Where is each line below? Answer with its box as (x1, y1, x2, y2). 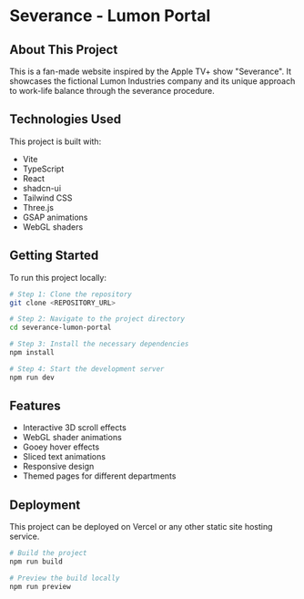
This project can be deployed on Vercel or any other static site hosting (9, 522, 273, 532)
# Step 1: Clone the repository (9, 289, 132, 299)
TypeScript (22, 163, 65, 174)
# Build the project (9, 549, 88, 558)
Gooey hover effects (22, 441, 100, 452)
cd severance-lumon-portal (9, 323, 112, 333)
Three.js (22, 201, 55, 212)
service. (9, 531, 40, 542)
